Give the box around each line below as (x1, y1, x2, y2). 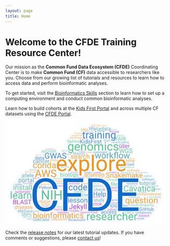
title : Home (5, 13, 31, 19)
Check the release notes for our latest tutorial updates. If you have (5, 229, 144, 235)
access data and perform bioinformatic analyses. (5, 80, 108, 86)
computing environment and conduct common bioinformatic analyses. (5, 95, 153, 102)
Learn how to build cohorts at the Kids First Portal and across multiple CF (5, 105, 159, 112)
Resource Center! (5, 47, 81, 59)
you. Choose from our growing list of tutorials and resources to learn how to (5, 75, 164, 81)
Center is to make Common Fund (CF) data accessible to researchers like (5, 69, 160, 76)
